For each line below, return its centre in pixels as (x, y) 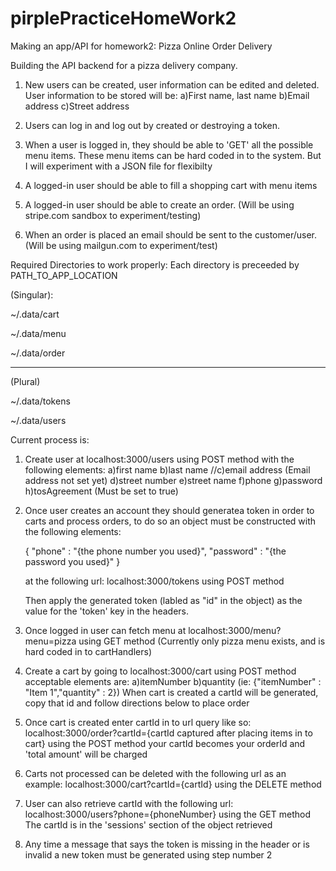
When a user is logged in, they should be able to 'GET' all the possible (169, 144)
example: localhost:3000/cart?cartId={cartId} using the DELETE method (173, 784)
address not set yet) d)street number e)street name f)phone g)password (173, 480)
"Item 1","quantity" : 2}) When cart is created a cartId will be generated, (171, 692)
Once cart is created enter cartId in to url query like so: (138, 722)
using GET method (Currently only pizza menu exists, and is (202, 641)
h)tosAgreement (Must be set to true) (101, 491)
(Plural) (25, 381)
